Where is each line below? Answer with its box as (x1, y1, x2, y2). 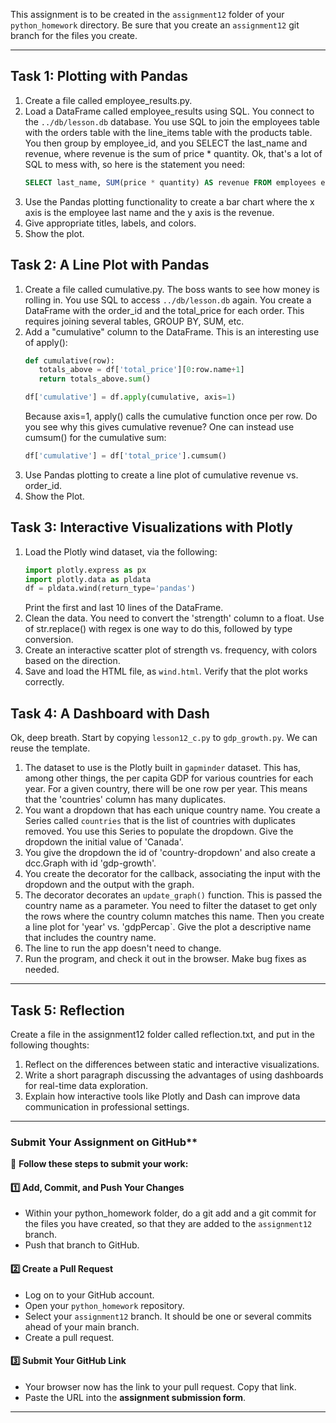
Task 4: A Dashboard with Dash (10, 705, 210, 722)
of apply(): (24, 336, 68, 348)
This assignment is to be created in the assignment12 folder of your (10, 9, 285, 20)
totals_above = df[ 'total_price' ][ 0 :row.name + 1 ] (38, 365, 245, 375)
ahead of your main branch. (24, 1320, 140, 1333)
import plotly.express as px (24, 565, 147, 575)
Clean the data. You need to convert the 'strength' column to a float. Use (24, 612, 325, 624)
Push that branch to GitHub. (24, 1239, 140, 1251)
